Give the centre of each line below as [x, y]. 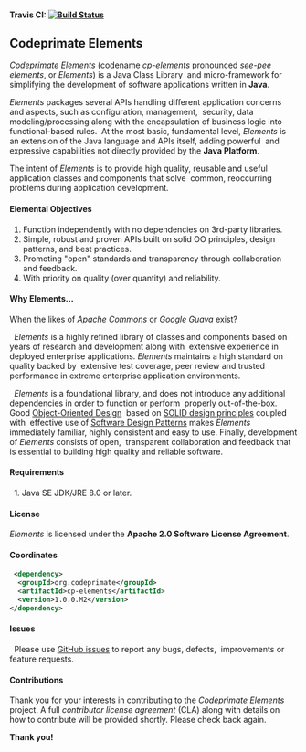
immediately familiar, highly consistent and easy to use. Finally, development [153, 432]
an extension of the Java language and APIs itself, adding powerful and [145, 141]
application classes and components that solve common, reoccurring [141, 178]
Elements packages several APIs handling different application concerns [146, 102]
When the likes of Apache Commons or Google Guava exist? [123, 319]
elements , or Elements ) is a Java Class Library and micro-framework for [146, 75]
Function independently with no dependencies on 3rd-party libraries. [153, 229]
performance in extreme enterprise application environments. [125, 376]
